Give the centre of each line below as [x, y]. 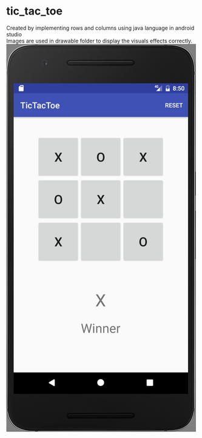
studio [14, 34]
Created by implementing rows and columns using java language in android [100, 28]
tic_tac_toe [34, 11]
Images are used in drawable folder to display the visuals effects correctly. [99, 41]
